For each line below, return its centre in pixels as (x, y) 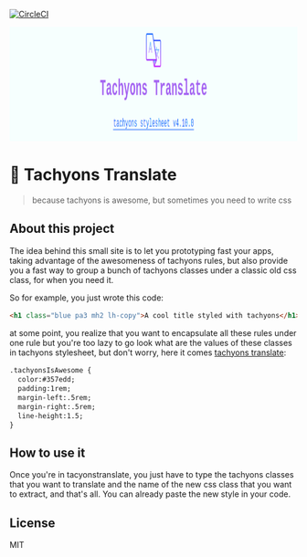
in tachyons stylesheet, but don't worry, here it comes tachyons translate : (148, 352)
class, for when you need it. (62, 279)
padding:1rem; (44, 388)
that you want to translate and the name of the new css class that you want (151, 485)
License (32, 523)
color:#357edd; (47, 379)
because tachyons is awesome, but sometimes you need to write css (162, 200)
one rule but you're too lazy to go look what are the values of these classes (151, 342)
